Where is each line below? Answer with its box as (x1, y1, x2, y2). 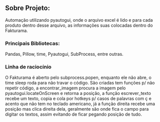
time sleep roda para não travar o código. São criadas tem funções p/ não (5, 80, 155, 86)
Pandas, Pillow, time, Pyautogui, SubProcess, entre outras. (5, 51, 124, 57)
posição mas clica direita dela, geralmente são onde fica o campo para (5, 106, 149, 112)
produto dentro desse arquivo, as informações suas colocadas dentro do (5, 22, 153, 28)
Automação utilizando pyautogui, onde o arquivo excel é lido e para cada (5, 17, 153, 23)
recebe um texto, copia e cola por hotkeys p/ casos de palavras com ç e (5, 96, 152, 102)
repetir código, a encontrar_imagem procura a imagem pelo (5, 85, 126, 91)
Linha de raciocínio (5, 64, 52, 71)
